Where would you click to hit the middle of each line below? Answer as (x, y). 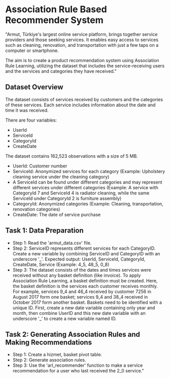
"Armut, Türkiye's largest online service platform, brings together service (81, 34)
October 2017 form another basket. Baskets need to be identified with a (87, 302)
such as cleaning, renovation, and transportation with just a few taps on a (82, 45)
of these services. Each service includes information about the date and (80, 105)
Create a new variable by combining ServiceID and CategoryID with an (86, 253)
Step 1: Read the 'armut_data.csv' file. (52, 243)
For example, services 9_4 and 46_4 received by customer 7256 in (82, 292)
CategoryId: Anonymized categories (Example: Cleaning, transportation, (88, 203)
